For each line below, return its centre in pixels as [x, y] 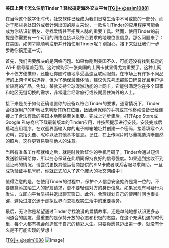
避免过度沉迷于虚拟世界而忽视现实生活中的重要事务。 [69, 201]
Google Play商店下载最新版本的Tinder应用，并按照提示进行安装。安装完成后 [84, 122]
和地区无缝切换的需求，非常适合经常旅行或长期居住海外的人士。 [71, 92]
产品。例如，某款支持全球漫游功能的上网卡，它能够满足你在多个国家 [93, 86]
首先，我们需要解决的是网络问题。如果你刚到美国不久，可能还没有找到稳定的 [84, 61]
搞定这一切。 [32, 50]
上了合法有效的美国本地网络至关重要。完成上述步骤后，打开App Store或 [84, 116]
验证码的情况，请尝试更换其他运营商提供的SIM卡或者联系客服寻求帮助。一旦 [84, 164]
